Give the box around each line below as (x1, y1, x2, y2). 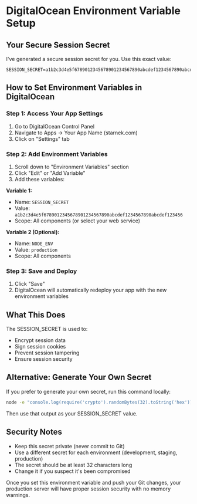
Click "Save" (14, 280, 45, 287)
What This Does (6, 310, 66, 320)
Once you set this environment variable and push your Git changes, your (6, 479, 181, 486)
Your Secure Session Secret (6, 40, 110, 50)
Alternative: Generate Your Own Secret (6, 373, 152, 383)
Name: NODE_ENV (14, 239, 53, 247)
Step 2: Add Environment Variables (6, 150, 108, 158)
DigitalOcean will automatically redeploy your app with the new (14, 286, 167, 294)
